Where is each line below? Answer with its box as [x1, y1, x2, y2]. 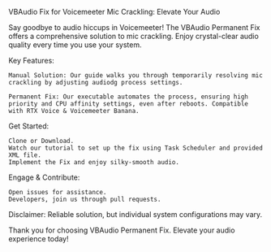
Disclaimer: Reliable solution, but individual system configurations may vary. [8, 210, 263, 219]
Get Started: [8, 121, 49, 131]
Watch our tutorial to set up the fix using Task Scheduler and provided [8, 144, 264, 152]
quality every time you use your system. [8, 40, 142, 50]
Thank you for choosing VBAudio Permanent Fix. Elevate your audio [8, 225, 235, 235]
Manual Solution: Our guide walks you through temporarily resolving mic [8, 72, 264, 80]
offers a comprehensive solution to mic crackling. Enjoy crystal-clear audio [8, 32, 260, 41]
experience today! [8, 234, 69, 243]
